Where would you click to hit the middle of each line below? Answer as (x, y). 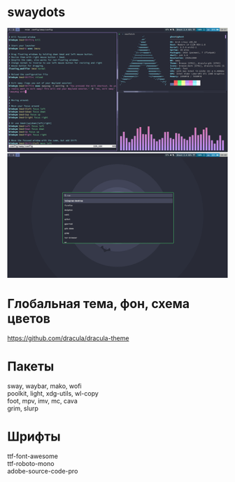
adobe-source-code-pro (43, 471)
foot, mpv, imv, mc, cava (43, 401)
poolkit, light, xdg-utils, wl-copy (53, 393)
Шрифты (34, 436)
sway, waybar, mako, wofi (44, 386)
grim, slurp (23, 408)
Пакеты (31, 367)
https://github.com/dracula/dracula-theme (68, 338)
